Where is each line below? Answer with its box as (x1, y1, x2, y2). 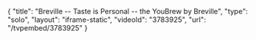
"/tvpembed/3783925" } (7, 24, 88, 32)
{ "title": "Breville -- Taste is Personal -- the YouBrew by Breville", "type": (7, 7, 248, 16)
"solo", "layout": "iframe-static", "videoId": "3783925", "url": (7, 15, 206, 24)
